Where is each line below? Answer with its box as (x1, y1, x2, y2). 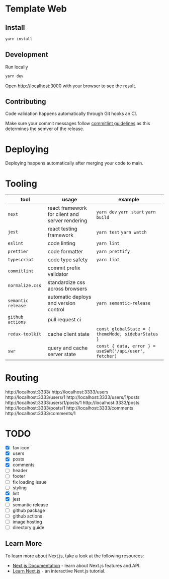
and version (47, 300, 75, 307)
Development (5, 50, 49, 59)
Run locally (5, 64, 28, 70)
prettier (8, 249, 29, 255)
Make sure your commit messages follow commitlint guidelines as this (5, 121, 150, 127)
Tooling (5, 178, 38, 189)
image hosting (12, 518, 42, 525)
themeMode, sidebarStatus (96, 331, 158, 337)
